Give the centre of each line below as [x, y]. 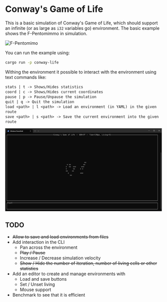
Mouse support [35, 290]
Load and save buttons [43, 279]
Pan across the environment [49, 247]
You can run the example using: [38, 53]
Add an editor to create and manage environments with [69, 274]
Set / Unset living [37, 285]
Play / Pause [33, 253]
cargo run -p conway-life [32, 62]
